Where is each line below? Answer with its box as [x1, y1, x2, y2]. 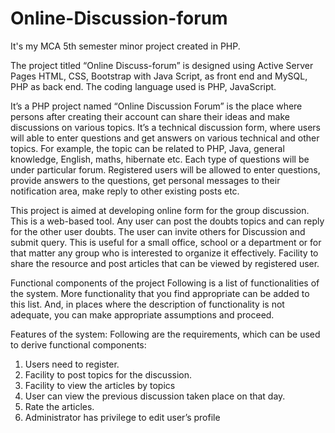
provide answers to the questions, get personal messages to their [10, 174, 281, 186]
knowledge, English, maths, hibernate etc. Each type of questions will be [10, 153, 310, 165]
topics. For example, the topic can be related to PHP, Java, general [10, 142, 285, 154]
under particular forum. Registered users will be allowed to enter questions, [10, 163, 321, 176]
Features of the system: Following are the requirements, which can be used [10, 328, 321, 340]
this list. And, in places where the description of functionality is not [10, 298, 285, 310]
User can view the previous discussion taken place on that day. [24, 390, 286, 402]
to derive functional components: [10, 338, 147, 351]
